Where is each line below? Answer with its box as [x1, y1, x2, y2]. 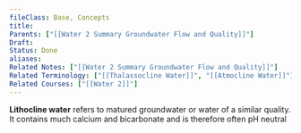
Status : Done [9, 46, 58, 55]
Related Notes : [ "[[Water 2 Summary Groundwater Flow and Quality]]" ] [9, 63, 279, 72]
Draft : [9, 37, 34, 47]
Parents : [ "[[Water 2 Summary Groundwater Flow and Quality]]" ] [9, 29, 254, 38]
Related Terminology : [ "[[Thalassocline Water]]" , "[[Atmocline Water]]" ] [9, 71, 295, 80]
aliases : [9, 54, 42, 63]
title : [9, 21, 34, 30]
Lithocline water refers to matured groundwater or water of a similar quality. [9, 104, 291, 114]
